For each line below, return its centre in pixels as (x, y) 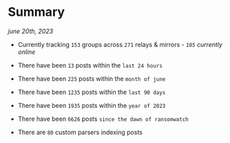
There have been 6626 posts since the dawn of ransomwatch (103, 119)
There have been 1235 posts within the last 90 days (92, 92)
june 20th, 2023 (31, 31)
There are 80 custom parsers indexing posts (80, 132)
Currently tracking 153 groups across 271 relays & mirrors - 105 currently (120, 44)
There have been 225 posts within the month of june (92, 78)
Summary (36, 12)
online (27, 52)
